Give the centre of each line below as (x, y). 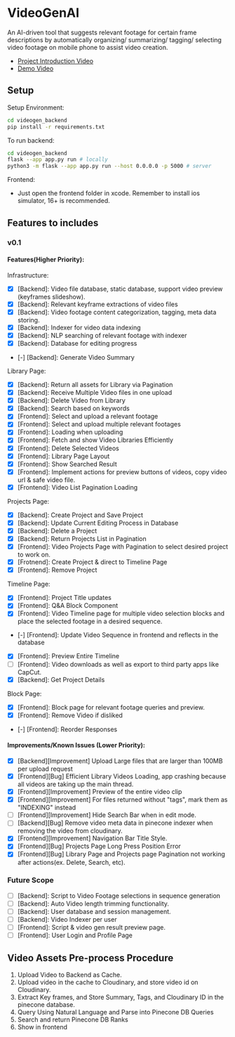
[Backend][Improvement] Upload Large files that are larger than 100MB (120, 761)
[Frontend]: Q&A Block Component (67, 606)
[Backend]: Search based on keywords (73, 408)
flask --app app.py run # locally (58, 159)
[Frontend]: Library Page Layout (63, 456)
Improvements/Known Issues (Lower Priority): (76, 745)
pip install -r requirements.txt (56, 127)
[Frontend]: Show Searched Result (67, 464)
